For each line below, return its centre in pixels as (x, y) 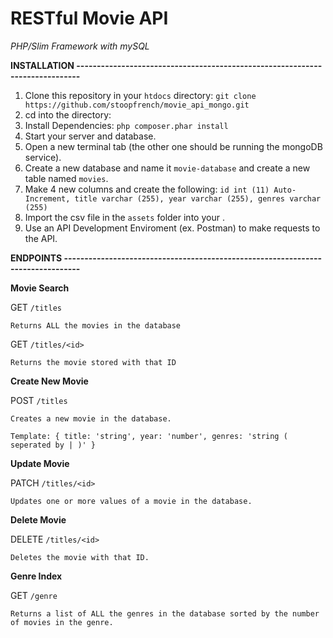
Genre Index (36, 576)
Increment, (47, 198)
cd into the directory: (68, 114)
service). (43, 157)
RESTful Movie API (89, 18)
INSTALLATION (42, 65)
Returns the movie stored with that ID (93, 362)
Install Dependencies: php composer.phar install (126, 125)
